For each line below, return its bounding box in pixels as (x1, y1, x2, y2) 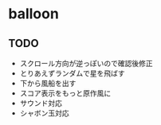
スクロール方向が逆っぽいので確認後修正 (19, 59, 153, 68)
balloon (8, 5, 60, 23)
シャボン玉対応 (19, 108, 69, 118)
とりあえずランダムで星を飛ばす (19, 68, 125, 78)
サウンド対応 (19, 99, 62, 107)
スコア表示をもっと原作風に (19, 88, 112, 98)
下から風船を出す (19, 79, 77, 88)
